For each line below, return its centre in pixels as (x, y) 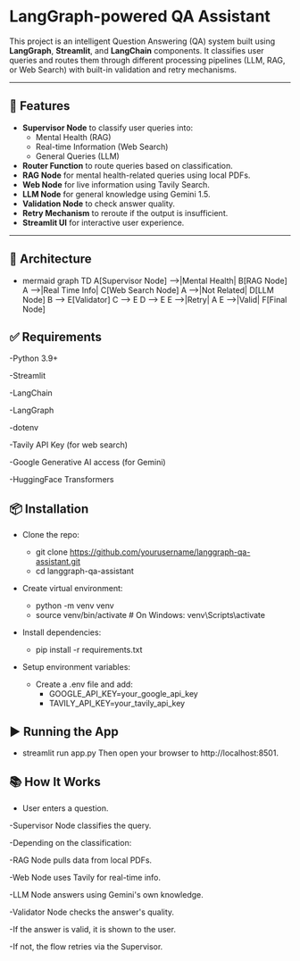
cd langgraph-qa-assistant (84, 571)
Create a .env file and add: (84, 684)
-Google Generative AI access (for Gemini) (88, 463)
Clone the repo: (51, 535)
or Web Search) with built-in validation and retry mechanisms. (123, 70)
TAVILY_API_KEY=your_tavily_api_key (117, 704)
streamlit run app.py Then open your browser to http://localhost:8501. (150, 753)
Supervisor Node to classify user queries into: (108, 128)
